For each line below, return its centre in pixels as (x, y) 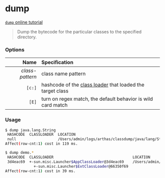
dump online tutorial (24, 22)
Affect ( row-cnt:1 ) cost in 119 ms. (41, 144)
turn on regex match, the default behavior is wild (97, 99)
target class (55, 91)
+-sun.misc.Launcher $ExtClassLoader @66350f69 (81, 166)
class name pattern (64, 74)
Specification (57, 62)
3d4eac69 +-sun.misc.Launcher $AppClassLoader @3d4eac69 (66, 162)
